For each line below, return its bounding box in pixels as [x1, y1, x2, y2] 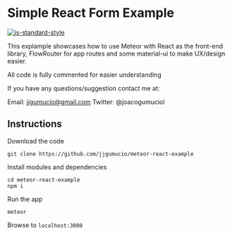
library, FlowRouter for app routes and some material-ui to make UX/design [7, 49, 226, 58]
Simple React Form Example [7, 5, 175, 21]
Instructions [7, 118, 62, 130]
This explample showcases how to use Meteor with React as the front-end [7, 42, 224, 50]
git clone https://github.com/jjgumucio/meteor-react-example [7, 150, 194, 158]
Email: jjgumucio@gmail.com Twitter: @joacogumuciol [7, 97, 165, 106]
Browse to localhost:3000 [7, 220, 83, 229]
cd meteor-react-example [7, 176, 80, 184]
